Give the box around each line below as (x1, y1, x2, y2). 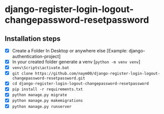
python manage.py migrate (12, 92, 67, 98)
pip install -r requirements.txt (12, 87, 83, 92)
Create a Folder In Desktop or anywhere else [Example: (12, 48, 128, 53)
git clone (12, 71, 34, 76)
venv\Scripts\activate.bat (12, 66, 70, 71)
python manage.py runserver (12, 104, 72, 109)
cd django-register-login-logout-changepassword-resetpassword (12, 81, 149, 86)
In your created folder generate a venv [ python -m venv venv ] (12, 59, 141, 65)
